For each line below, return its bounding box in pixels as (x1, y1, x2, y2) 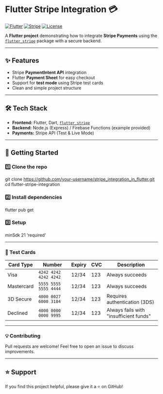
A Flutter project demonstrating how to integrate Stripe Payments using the (5, 33, 158, 38)
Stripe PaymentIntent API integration (12, 69, 87, 75)
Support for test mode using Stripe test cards (12, 80, 103, 86)
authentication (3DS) (106, 299, 154, 305)
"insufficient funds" (106, 313, 151, 320)
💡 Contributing (5, 333, 41, 340)
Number (43, 261, 62, 268)
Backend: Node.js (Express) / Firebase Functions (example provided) (12, 125, 151, 130)
